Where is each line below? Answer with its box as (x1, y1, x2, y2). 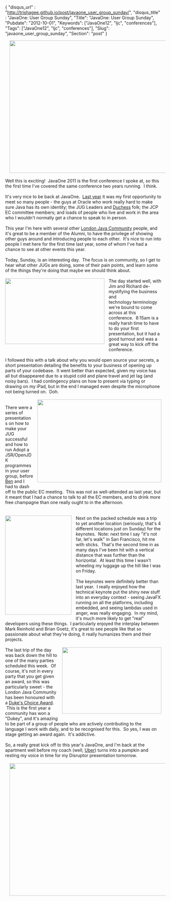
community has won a (5, 710, 51, 716)
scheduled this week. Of (5, 663, 56, 669)
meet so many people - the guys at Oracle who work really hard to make (5, 199, 153, 205)
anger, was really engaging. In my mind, (76, 610, 159, 616)
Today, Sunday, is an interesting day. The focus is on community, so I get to (5, 257, 161, 262)
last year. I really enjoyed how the (76, 584, 145, 589)
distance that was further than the (76, 552, 145, 558)
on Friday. (76, 568, 96, 574)
